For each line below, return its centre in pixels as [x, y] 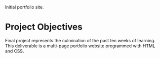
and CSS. [15, 51]
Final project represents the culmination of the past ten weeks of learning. [80, 40]
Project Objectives [44, 27]
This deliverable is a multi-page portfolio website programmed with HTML [80, 46]
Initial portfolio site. [24, 7]
